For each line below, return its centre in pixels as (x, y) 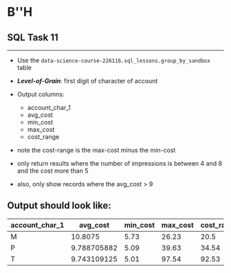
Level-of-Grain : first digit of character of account (87, 81)
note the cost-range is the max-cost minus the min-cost (96, 150)
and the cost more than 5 (53, 171)
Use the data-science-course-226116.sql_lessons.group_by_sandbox (114, 60)
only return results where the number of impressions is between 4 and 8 (119, 163)
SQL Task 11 (33, 37)
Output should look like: (59, 206)
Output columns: (41, 94)
